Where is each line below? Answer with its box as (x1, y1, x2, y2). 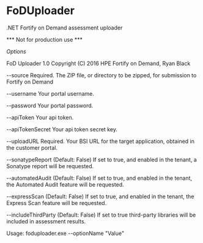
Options (6, 47, 26, 55)
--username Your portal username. (6, 90, 95, 97)
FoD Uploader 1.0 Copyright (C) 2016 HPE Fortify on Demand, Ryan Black (6, 60, 191, 67)
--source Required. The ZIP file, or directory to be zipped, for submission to (6, 71, 197, 79)
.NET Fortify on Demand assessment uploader (6, 24, 123, 31)
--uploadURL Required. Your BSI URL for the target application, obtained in (6, 137, 194, 145)
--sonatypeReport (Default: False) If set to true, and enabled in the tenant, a (6, 156, 197, 163)
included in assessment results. (6, 217, 86, 225)
